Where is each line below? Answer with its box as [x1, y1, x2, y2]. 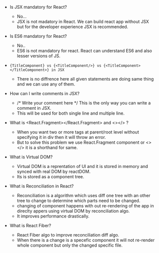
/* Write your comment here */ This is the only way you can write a [17, 100, 151, 106]
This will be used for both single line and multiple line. [17, 110, 125, 116]
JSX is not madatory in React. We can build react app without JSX [17, 19, 149, 24]
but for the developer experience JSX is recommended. [17, 24, 128, 30]
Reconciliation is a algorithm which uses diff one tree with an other [17, 193, 151, 198]
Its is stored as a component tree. [17, 174, 84, 179]
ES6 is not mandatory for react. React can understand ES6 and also [17, 48, 152, 53]
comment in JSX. [17, 105, 52, 111]
